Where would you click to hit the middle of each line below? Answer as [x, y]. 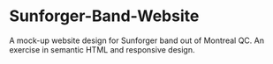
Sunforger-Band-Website [104, 16]
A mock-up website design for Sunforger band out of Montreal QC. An [137, 40]
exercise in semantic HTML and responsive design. [102, 49]
